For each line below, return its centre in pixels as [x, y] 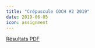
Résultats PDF [23, 39]
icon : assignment [27, 22]
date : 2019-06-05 [27, 17]
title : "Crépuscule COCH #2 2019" [48, 11]
